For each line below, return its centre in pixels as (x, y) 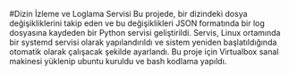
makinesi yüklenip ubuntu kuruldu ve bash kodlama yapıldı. (118, 61)
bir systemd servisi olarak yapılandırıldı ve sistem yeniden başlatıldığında (143, 42)
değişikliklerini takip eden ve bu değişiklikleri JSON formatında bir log (137, 23)
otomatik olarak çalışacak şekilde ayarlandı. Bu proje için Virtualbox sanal (144, 52)
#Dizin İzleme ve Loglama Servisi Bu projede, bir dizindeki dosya (128, 14)
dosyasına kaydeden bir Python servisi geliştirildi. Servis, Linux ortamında (145, 33)
